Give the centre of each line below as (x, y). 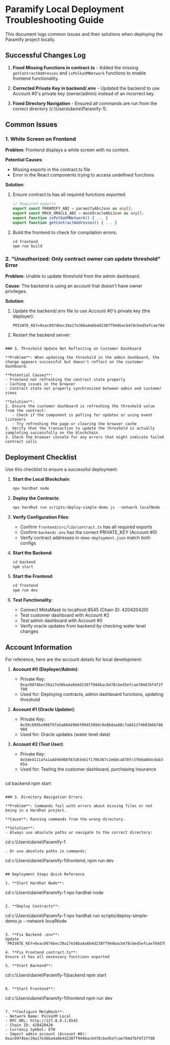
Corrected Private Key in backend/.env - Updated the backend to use (86, 88)
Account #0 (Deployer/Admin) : (46, 669)
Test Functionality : (33, 600)
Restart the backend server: (41, 335)
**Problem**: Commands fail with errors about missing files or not (79, 806)
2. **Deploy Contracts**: (32, 906)
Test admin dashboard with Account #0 (61, 620)
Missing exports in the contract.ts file (51, 170)
